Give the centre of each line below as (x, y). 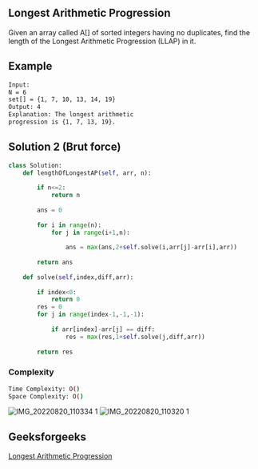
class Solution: (35, 165)
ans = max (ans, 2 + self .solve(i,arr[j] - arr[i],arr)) (151, 248)
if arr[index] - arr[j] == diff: (103, 329)
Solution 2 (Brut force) (65, 147)
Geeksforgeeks (47, 437)
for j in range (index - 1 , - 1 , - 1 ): (91, 315)
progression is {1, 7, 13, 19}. (62, 122)
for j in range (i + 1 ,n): (90, 232)
